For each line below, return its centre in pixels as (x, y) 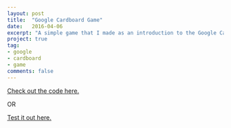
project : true (27, 39)
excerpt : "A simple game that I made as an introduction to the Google (112, 33)
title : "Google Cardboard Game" (55, 20)
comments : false (30, 71)
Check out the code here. (43, 91)
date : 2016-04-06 (35, 26)
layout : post (26, 13)
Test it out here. (29, 117)
